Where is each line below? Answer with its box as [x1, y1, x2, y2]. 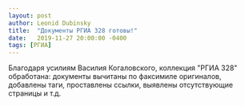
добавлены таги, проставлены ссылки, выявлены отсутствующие [8, 80, 234, 90]
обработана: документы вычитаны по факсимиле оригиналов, [8, 72, 222, 81]
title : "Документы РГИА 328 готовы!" [8, 26, 138, 34]
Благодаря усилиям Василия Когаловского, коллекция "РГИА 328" [8, 63, 238, 73]
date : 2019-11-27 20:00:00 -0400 [8, 33, 127, 42]
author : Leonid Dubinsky [8, 19, 91, 27]
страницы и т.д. [8, 88, 62, 98]
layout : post [8, 11, 52, 20]
